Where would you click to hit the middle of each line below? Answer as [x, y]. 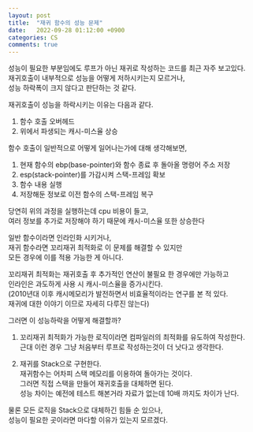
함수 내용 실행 [41, 184]
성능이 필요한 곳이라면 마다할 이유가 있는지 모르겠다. [88, 420]
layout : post [30, 15]
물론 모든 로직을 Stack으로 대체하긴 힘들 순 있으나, [86, 410]
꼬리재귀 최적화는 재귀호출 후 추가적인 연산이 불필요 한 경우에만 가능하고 [119, 274]
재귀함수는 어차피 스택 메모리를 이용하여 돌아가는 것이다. [106, 374]
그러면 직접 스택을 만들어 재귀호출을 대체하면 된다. [96, 384]
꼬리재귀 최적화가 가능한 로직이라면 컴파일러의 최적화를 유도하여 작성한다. [132, 337]
